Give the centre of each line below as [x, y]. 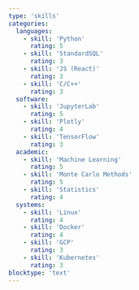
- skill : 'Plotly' [54, 122]
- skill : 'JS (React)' [61, 69]
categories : [28, 24]
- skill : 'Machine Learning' [72, 159]
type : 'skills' [34, 16]
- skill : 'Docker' [54, 227]
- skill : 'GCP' [49, 243]
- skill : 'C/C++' [52, 84]
